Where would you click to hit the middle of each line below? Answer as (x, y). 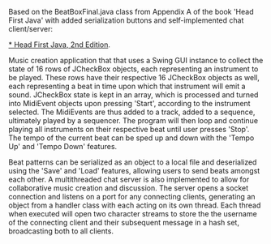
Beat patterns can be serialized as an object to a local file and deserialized (133, 162)
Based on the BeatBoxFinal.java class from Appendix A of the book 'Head (131, 12)
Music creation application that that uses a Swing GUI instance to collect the (136, 60)
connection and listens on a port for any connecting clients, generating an (132, 197)
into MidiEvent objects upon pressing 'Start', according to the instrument (129, 103)
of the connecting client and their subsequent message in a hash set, (124, 223)
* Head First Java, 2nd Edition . (60, 45)
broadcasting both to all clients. (61, 231)
